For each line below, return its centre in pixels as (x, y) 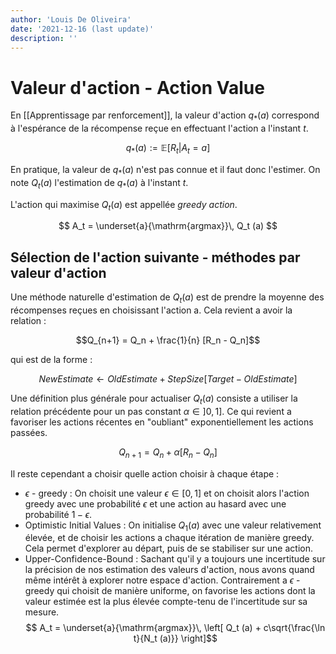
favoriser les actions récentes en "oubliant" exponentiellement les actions (162, 422)
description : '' (44, 38)
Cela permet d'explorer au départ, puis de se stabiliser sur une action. (168, 548)
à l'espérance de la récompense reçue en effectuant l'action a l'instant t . (159, 128)
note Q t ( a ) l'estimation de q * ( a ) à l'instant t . (99, 183)
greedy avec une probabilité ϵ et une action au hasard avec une (155, 503)
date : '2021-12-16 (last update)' (82, 29)
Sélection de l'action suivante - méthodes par (155, 257)
